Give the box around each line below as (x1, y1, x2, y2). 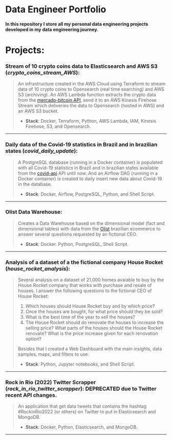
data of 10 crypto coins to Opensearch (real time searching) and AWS (17, 86, 165, 92)
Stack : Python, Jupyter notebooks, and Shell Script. (25, 361, 135, 368)
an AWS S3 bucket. (17, 108, 59, 114)
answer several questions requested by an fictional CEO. (17, 231, 137, 237)
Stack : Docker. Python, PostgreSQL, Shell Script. (25, 241, 129, 247)
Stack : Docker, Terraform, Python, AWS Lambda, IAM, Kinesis (25, 118, 157, 124)
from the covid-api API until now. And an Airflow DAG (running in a (17, 170, 158, 176)
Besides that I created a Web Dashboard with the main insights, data (17, 346, 162, 352)
